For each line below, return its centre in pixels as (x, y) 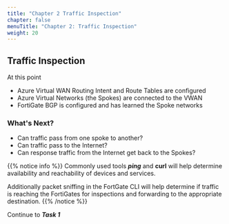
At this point (24, 77)
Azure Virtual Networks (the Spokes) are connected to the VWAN (110, 98)
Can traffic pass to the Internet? (62, 145)
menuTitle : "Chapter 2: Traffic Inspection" (72, 26)
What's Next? (30, 123)
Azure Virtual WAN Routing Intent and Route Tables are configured (111, 91)
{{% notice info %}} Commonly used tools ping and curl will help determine (115, 166)
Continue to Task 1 (34, 215)
